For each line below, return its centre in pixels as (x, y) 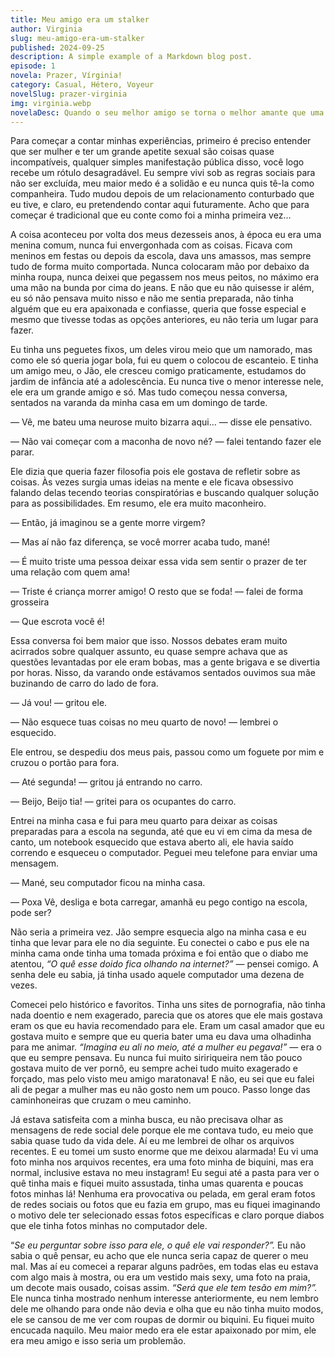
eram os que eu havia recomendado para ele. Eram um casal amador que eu (167, 1026)
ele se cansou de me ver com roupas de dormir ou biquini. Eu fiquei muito (162, 1320)
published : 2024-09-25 (57, 47)
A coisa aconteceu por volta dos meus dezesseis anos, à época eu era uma (166, 235)
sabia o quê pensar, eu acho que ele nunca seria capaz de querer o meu (159, 1256)
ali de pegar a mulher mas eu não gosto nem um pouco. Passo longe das (160, 1090)
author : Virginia (46, 29)
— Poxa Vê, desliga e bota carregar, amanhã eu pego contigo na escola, (159, 902)
